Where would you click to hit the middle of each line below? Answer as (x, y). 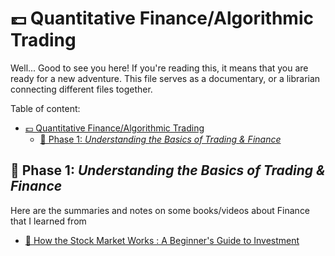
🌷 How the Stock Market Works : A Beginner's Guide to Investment (162, 240)
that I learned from (48, 221)
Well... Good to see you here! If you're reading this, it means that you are (159, 68)
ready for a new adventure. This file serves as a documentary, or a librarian (165, 78)
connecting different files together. (81, 89)
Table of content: (45, 108)
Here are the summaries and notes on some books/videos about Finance (160, 210)
